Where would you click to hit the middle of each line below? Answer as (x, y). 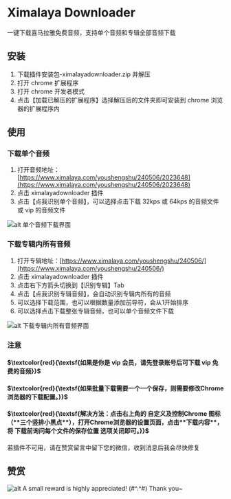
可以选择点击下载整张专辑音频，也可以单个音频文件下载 (95, 311)
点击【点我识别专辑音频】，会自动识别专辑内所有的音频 (94, 293)
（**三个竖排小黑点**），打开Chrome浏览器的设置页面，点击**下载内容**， (115, 422)
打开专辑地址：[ (39, 260)
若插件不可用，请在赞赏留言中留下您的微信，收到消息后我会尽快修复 (103, 447)
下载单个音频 (29, 154)
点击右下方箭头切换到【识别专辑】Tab (71, 285)
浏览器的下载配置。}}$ (38, 397)
